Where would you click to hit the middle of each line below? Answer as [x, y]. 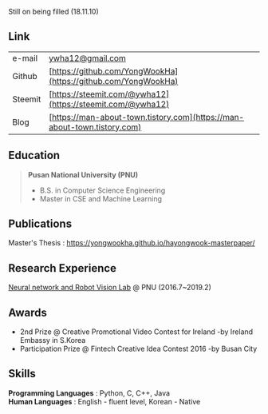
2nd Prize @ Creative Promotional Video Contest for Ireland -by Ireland [136, 332]
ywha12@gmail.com [87, 58]
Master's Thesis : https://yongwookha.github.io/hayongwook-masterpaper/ [132, 243]
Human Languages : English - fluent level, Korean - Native [104, 401]
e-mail [25, 58]
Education [34, 155]
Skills [22, 374]
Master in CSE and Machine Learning [100, 198]
